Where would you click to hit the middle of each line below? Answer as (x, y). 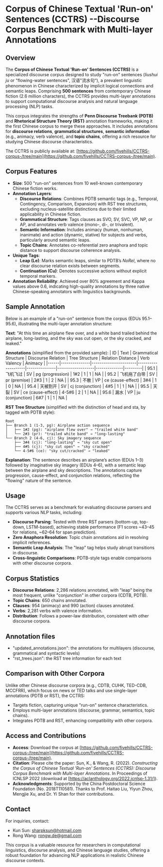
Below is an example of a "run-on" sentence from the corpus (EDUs (73, 318)
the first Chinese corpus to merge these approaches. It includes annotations (82, 126)
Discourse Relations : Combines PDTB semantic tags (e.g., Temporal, (89, 199)
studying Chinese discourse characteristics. (49, 142)
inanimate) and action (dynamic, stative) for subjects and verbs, (83, 234)
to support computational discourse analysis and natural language (72, 101)
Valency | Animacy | (25, 363)
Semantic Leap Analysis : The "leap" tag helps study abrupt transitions (83, 548)
